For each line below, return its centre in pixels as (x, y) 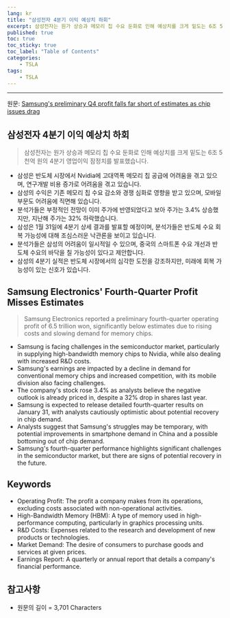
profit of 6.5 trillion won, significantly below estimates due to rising (118, 326)
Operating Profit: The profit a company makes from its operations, (110, 501)
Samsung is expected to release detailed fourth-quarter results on (110, 405)
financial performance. (49, 566)
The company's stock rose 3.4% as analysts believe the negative (109, 390)
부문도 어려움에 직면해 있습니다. (59, 201)
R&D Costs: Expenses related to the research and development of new (116, 530)
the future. (32, 463)
